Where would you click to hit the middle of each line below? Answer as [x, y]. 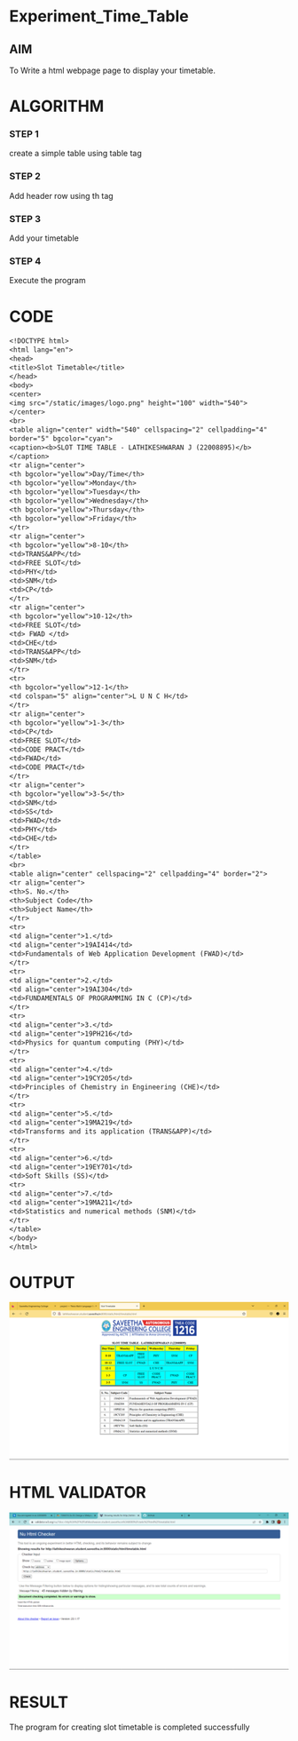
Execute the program [47, 281]
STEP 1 [24, 134]
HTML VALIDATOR [78, 1492]
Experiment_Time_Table [99, 16]
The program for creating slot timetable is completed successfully [129, 1727]
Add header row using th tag [61, 195]
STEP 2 [25, 177]
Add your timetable [44, 238]
